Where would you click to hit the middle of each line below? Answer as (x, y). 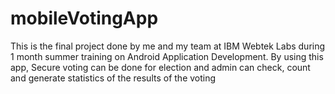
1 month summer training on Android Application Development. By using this (167, 56)
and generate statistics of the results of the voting (113, 78)
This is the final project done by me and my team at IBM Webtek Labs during (168, 46)
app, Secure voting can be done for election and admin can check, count (160, 67)
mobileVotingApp (84, 18)
